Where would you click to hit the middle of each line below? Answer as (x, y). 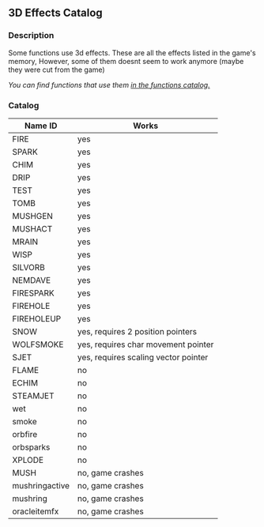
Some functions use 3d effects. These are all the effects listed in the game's (132, 53)
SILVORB (29, 267)
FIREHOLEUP (37, 318)
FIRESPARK (34, 293)
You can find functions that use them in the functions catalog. (109, 85)
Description (31, 36)
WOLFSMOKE (38, 344)
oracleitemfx (36, 511)
